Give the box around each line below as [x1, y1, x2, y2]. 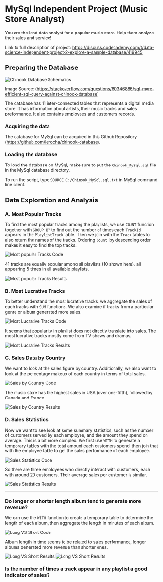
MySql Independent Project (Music [5, 3, 148, 15]
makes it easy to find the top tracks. [5, 242, 77, 248]
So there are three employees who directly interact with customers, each [5, 466, 151, 472]
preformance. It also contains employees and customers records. [5, 111, 136, 116]
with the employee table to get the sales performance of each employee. [5, 448, 150, 453]
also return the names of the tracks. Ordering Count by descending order [5, 237, 151, 243]
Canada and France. [5, 395, 46, 400]
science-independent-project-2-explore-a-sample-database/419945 [5, 50, 143, 55]
